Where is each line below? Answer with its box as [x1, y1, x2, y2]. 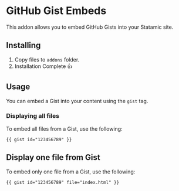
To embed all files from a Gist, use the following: [6, 125, 123, 132]
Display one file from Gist [6, 152, 101, 162]
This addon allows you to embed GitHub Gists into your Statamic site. [6, 23, 174, 30]
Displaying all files [6, 112, 60, 120]
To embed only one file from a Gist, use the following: [6, 168, 136, 175]
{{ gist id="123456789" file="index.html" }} [6, 179, 119, 185]
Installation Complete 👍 [14, 63, 73, 70]
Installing [6, 40, 41, 50]
